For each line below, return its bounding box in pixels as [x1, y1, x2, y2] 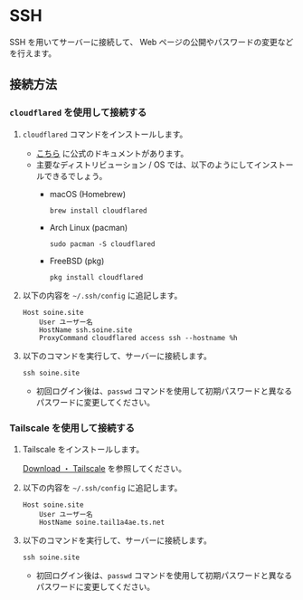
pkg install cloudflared [49, 272, 144, 281]
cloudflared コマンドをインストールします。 [22, 129, 188, 139]
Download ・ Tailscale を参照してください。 [22, 462, 187, 473]
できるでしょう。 [43, 170, 108, 181]
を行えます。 [9, 47, 57, 59]
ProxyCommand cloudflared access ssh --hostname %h [39, 333, 238, 342]
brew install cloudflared [49, 205, 147, 215]
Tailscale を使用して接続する [9, 422, 136, 434]
